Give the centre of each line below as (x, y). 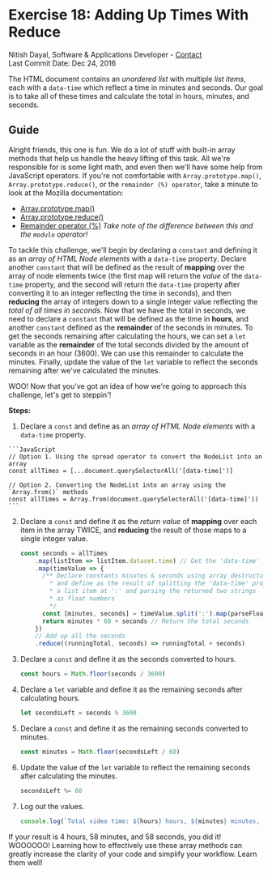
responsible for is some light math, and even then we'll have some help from (136, 167)
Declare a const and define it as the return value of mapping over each (138, 521)
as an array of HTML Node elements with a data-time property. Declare (127, 258)
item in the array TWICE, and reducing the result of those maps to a (133, 530)
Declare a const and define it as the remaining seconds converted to (134, 728)
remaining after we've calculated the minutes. (84, 370)
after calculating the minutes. (69, 776)
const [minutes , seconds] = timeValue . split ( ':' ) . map (134, 613)
